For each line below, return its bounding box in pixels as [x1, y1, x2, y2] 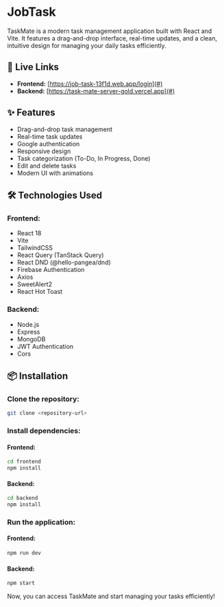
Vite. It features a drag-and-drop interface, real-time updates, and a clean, [7, 34, 218, 42]
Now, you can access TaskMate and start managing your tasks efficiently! [7, 592, 216, 601]
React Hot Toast [16, 288, 63, 296]
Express [16, 328, 40, 336]
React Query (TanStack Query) [16, 251, 104, 260]
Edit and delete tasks [16, 161, 77, 170]
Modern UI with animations [16, 169, 94, 177]
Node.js [16, 320, 40, 328]
